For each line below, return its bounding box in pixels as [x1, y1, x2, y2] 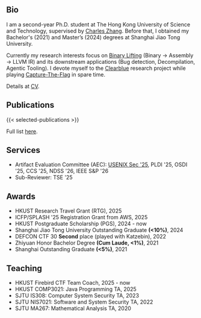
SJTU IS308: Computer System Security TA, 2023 [14, 292, 140, 299]
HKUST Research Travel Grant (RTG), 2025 [14, 207, 122, 214]
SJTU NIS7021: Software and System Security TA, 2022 [14, 298, 153, 306]
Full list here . [6, 128, 38, 135]
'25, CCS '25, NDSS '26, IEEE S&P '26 [14, 167, 109, 175]
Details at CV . [6, 83, 40, 90]
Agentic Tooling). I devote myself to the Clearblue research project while [6, 64, 186, 72]
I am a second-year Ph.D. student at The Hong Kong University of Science [6, 20, 191, 28]
